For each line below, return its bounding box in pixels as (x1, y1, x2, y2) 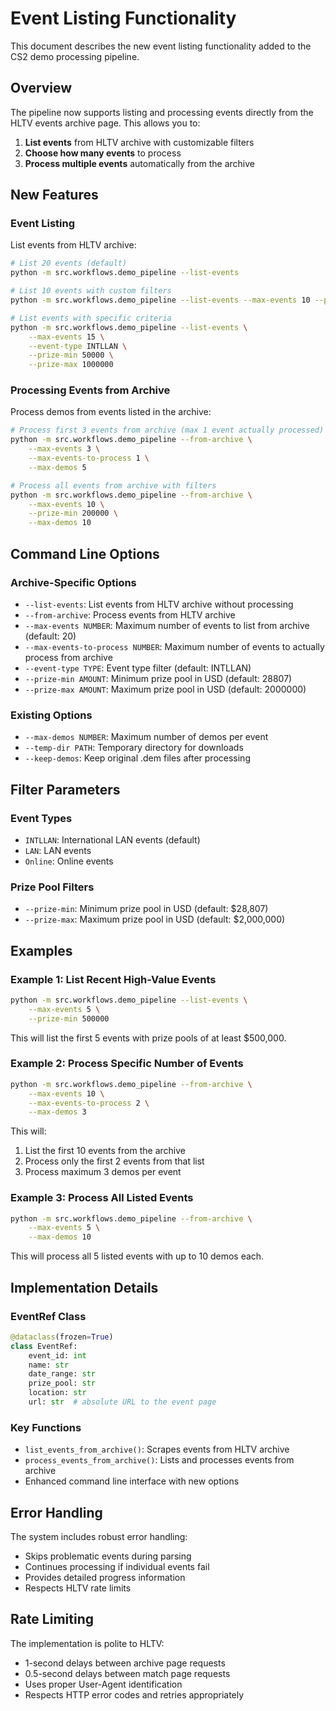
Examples (10, 942, 73, 959)
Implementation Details (10, 1279, 159, 1296)
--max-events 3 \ (28, 444, 101, 454)
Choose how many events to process (24, 147, 182, 159)
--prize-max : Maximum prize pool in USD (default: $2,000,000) (24, 913, 286, 926)
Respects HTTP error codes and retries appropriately (24, 1688, 245, 1701)
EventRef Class (10, 1309, 87, 1323)
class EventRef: (10, 1341, 78, 1351)
